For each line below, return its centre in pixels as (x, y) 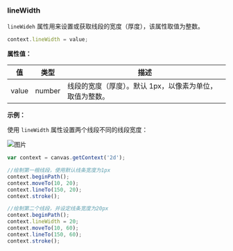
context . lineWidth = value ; (48, 40)
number (48, 91)
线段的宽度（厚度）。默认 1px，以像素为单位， (142, 86)
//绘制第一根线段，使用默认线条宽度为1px (59, 170)
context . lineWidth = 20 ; (43, 222)
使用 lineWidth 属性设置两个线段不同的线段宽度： (78, 130)
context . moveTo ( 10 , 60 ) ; (43, 228)
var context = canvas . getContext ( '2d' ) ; (67, 158)
